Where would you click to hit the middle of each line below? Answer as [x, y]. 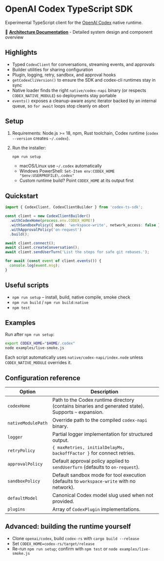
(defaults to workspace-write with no [94, 481]
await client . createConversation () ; [42, 248]
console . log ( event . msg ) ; [35, 265]
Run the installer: [29, 148]
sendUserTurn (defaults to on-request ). [96, 467]
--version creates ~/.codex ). [41, 138]
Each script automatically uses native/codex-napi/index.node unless [74, 357]
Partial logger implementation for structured [102, 434]
